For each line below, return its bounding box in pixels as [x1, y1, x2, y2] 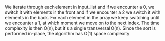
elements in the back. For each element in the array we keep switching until [5, 15, 160, 20]
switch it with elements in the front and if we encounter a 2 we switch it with [5, 9, 161, 15]
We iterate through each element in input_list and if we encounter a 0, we [5, 4, 155, 10]
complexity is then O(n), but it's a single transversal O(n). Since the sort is [5, 25, 156, 31]
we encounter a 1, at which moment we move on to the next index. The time [5, 20, 160, 26]
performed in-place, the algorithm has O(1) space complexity [5, 31, 130, 36]
